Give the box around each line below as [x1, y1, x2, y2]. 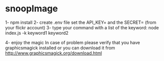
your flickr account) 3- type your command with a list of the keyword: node [5, 24, 159, 30]
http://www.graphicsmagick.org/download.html [5, 50, 102, 56]
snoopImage [5, 3, 58, 14]
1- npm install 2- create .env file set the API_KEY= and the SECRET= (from [5, 19, 157, 25]
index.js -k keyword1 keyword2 [5, 30, 69, 36]
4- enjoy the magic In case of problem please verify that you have [5, 39, 140, 45]
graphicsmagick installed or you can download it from [5, 45, 115, 51]
